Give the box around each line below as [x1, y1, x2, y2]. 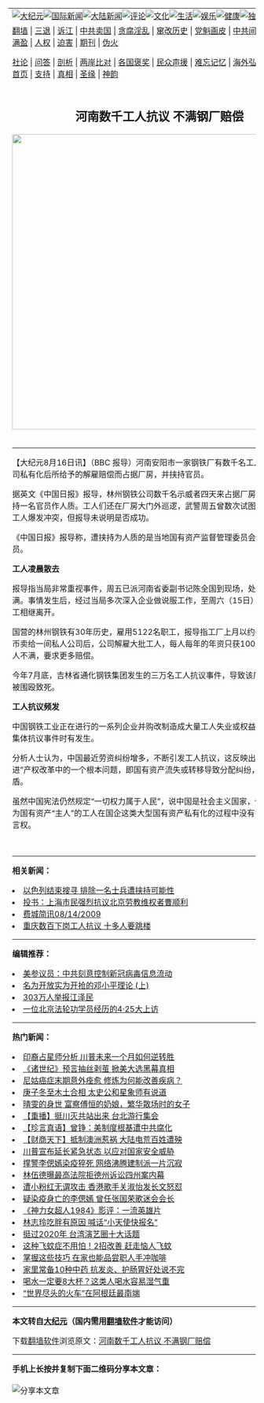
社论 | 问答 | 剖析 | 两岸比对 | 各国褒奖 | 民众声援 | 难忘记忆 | [12, 57, 232, 68]
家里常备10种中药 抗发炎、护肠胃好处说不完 [23, 1264, 185, 1275]
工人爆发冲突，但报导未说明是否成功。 [12, 512, 155, 523]
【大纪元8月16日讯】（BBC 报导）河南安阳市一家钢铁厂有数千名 [12, 457, 247, 468]
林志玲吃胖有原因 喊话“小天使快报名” [23, 1216, 159, 1227]
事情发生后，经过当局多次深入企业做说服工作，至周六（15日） [27, 595, 258, 606]
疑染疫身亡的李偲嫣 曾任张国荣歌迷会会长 [23, 1193, 175, 1204]
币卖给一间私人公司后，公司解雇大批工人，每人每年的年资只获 [12, 638, 241, 649]
